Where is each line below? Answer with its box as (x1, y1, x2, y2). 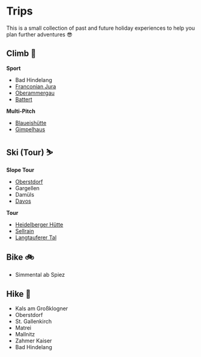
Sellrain (15, 227, 35, 234)
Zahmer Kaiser (15, 337, 52, 344)
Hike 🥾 (6, 288, 32, 299)
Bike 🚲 (6, 252, 35, 262)
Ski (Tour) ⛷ (6, 148, 53, 158)
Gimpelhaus (15, 126, 46, 133)
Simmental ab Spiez (15, 271, 65, 279)
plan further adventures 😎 (6, 30, 73, 38)
